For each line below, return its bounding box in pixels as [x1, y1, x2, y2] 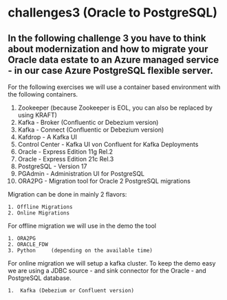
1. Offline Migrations [8, 203, 73, 210]
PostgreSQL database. [8, 274, 72, 282]
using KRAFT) [17, 111, 58, 119]
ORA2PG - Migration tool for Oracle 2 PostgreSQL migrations [17, 177, 191, 185]
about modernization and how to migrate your [8, 43, 208, 54]
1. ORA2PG [8, 235, 36, 242]
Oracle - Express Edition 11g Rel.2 [17, 148, 113, 156]
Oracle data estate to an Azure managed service [8, 54, 219, 66]
